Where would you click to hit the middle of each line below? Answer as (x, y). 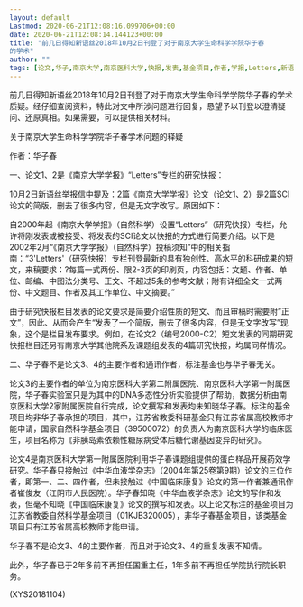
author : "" (30, 60)
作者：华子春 (33, 155)
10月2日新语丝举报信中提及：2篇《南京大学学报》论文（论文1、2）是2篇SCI (150, 194)
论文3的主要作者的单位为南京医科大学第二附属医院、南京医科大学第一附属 (146, 383)
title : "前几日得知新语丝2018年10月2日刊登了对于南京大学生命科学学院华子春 (137, 43)
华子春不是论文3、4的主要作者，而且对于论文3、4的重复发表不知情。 (138, 546)
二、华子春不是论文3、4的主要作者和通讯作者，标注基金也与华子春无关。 (145, 364)
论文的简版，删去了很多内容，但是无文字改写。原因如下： (116, 205)
